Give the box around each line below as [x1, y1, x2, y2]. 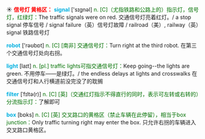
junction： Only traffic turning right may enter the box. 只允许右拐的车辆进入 [6, 119, 196, 126]
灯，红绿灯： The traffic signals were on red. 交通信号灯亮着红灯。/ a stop [6, 13, 192, 21]
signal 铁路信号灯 [6, 29, 50, 36]
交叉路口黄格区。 [6, 126, 50, 134]
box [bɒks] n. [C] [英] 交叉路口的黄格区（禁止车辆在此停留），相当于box [6, 111, 187, 118]
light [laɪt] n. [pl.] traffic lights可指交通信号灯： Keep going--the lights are [6, 62, 190, 69]
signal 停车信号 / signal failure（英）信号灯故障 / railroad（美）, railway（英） [6, 21, 199, 28]
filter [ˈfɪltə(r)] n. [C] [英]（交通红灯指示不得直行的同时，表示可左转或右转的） [6, 91, 199, 98]
